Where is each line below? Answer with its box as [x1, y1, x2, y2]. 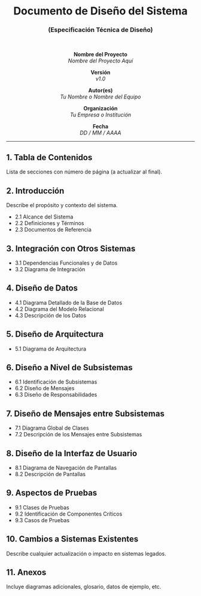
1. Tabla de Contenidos [6, 152, 93, 163]
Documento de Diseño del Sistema [13, 4, 188, 18]
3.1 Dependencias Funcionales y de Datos [14, 259, 118, 266]
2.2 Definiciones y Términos [14, 220, 84, 227]
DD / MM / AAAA [80, 129, 121, 136]
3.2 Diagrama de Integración [14, 265, 86, 272]
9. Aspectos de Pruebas [6, 488, 98, 498]
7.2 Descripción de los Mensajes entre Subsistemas [14, 431, 142, 438]
